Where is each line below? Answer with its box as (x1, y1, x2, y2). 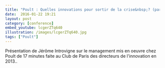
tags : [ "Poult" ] (5, 35, 38, 40)
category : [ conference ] (5, 21, 54, 26)
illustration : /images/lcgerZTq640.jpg (5, 30, 87, 35)
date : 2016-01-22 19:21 (5, 12, 56, 17)
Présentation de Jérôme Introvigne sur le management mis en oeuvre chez (5, 47, 156, 54)
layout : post (5, 16, 32, 21)
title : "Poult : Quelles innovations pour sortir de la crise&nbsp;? (5, 7, 151, 12)
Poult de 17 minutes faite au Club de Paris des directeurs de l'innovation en (5, 53, 157, 59)
